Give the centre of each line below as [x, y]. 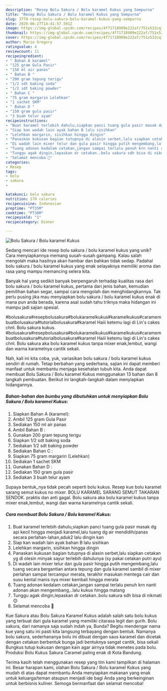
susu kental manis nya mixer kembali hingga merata [65, 579]
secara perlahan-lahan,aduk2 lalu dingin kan [58, 537]
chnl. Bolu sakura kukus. [31, 328]
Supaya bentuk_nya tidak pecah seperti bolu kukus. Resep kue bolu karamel [83, 487]
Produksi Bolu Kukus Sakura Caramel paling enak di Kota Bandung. [74, 652]
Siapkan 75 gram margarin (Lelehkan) [51, 456]
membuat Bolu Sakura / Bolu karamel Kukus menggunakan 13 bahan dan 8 [82, 374]
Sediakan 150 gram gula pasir [43, 472]
